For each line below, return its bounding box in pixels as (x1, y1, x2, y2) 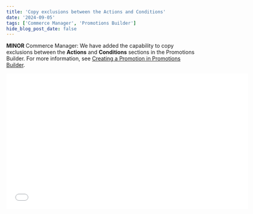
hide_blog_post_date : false (6, 25, 77, 32)
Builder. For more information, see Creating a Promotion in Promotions (6, 55, 181, 62)
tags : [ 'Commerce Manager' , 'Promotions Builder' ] (6, 20, 136, 26)
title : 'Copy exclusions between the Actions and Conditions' (6, 8, 166, 15)
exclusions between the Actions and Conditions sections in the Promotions (6, 49, 195, 56)
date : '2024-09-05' (6, 14, 56, 20)
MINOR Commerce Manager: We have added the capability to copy (6, 42, 174, 49)
